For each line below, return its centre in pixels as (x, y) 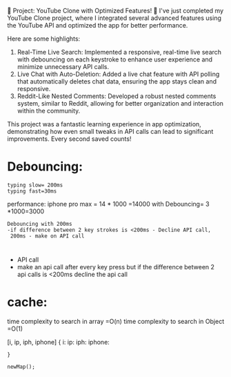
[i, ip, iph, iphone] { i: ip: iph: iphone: (59, 342)
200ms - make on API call (47, 236)
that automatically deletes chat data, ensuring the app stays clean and (117, 81)
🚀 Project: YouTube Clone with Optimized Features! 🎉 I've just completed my (115, 11)
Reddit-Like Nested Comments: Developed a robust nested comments (117, 96)
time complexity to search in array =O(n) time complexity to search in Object (116, 322)
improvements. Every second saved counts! (69, 139)
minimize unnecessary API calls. (63, 67)
